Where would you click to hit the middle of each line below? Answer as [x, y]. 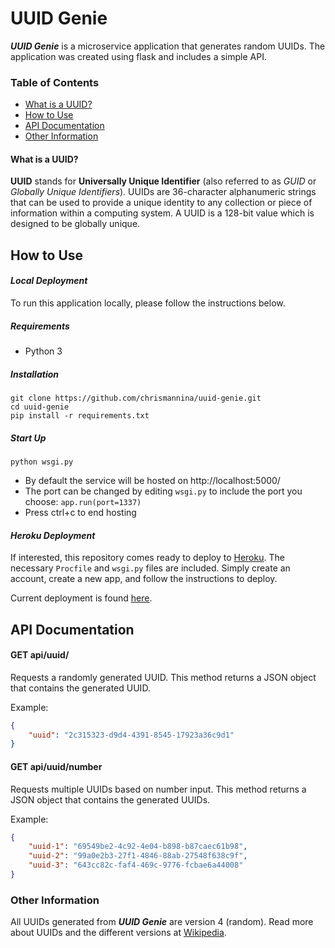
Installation [34, 374]
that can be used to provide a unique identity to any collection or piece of [161, 203]
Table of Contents [55, 82]
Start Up [28, 438]
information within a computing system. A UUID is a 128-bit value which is [162, 213]
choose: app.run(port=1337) [83, 501]
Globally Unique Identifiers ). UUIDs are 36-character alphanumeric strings [163, 192]
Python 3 [43, 351]
